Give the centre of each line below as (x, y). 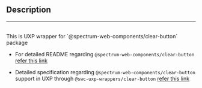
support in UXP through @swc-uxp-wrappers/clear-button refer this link (102, 78)
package (17, 43)
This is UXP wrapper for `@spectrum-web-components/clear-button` (92, 36)
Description (29, 10)
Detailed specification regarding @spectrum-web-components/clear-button (105, 72)
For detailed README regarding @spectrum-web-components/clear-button (105, 54)
